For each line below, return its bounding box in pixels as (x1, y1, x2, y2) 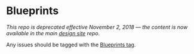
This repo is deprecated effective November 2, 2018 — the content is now (6, 23, 188, 31)
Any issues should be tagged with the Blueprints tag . (6, 41, 136, 48)
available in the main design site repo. (6, 29, 100, 36)
